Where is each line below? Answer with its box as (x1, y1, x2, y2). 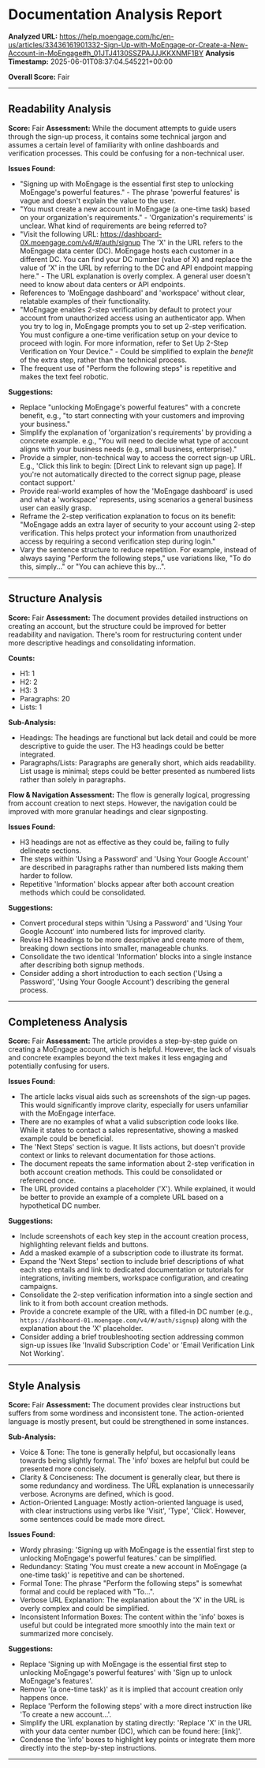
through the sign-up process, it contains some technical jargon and (8, 132, 227, 141)
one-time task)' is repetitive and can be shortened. (19, 1570, 185, 1579)
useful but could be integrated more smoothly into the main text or (19, 1620, 235, 1630)
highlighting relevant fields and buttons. (19, 1240, 149, 1250)
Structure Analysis (8, 592, 103, 605)
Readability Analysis (8, 103, 112, 116)
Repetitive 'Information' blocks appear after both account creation (19, 879, 234, 888)
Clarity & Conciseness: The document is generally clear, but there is (19, 1473, 241, 1482)
